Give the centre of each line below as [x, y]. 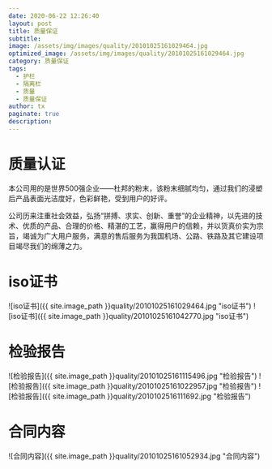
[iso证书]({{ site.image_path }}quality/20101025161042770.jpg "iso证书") [129, 316]
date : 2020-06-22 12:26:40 [54, 16]
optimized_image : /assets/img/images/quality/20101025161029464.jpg [126, 54]
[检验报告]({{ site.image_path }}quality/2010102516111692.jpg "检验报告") [130, 396]
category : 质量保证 [39, 62]
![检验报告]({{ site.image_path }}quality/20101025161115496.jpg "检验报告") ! [135, 376]
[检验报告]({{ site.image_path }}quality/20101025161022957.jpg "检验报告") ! [135, 385]
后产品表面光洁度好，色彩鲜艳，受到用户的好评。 [90, 198]
